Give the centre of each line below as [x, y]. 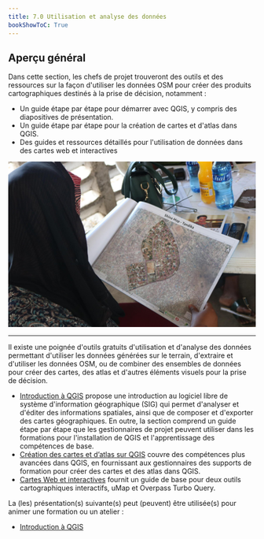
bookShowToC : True [38, 25]
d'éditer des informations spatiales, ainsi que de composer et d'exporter [136, 413]
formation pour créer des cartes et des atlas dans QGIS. [110, 471]
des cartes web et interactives [68, 151]
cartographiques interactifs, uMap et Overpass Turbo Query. [117, 488]
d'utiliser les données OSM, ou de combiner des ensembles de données [125, 364]
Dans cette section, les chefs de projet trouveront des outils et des [116, 77]
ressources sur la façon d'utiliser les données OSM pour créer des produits [130, 85]
